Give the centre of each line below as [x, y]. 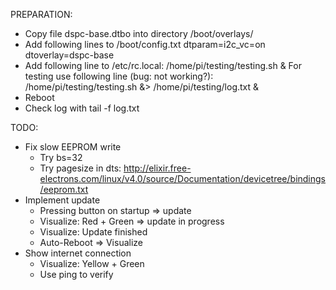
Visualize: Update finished [93, 232]
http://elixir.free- [157, 168]
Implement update [62, 200]
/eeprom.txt [64, 189]
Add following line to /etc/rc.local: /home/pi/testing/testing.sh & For [163, 65]
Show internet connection [78, 253]
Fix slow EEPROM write [73, 147]
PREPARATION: [41, 14]
